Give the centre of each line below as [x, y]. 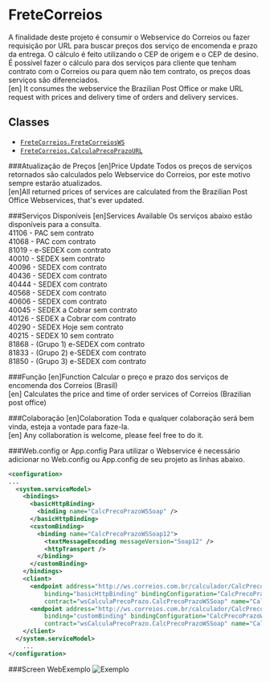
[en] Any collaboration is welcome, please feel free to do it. [106, 435]
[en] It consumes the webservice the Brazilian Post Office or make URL [126, 88]
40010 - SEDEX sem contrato [57, 258]
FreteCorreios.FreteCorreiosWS [72, 143]
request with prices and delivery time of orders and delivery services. [123, 97]
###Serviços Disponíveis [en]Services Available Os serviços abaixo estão [131, 216]
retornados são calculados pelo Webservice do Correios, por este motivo [129, 174]
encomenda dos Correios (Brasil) [63, 385]
